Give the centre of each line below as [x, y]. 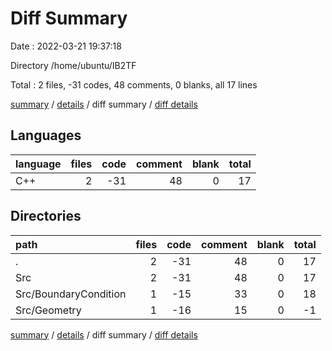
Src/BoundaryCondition [71, 294]
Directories [46, 216]
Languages [46, 135]
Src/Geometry [48, 310]
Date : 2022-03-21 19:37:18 [66, 46]
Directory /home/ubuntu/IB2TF [73, 65]
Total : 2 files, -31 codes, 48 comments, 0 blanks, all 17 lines [134, 84]
